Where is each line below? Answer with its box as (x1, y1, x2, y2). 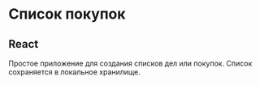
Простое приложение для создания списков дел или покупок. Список (8, 58, 253, 68)
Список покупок (8, 5, 126, 23)
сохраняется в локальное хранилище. (8, 67, 141, 77)
